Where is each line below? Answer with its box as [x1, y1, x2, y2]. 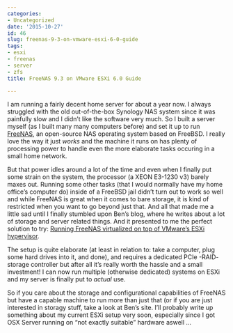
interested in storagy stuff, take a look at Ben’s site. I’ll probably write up [7, 304, 214, 312]
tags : [7, 42, 23, 49]
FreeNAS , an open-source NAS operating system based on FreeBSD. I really [7, 130, 225, 138]
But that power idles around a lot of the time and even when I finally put [7, 165, 212, 174]
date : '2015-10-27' [7, 23, 64, 30]
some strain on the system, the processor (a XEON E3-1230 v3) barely [7, 173, 209, 181]
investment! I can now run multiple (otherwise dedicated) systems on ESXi [7, 268, 220, 276]
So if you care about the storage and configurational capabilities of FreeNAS [7, 288, 226, 297]
